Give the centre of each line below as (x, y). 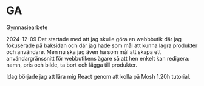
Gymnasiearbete (27, 27)
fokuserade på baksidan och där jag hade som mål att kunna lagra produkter (102, 45)
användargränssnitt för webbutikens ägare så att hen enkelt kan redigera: (98, 58)
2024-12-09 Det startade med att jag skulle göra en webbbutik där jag (94, 39)
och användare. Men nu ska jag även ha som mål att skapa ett (84, 51)
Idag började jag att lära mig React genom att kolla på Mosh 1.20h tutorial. (98, 76)
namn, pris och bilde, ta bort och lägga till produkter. (72, 65)
